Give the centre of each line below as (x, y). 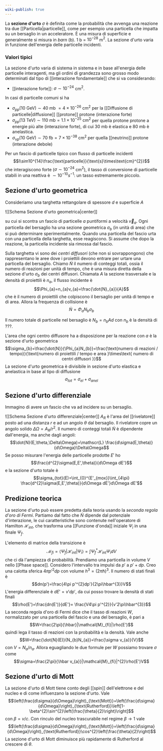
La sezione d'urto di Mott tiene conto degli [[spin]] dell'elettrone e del (74, 688)
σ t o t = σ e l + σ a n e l (81, 380)
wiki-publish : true (25, 9)
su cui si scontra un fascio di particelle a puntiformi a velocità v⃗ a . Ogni (77, 221)
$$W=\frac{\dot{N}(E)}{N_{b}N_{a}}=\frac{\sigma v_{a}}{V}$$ (81, 640)
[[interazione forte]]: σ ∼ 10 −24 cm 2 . (48, 88)
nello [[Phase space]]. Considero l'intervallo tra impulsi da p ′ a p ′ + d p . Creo (81, 565)
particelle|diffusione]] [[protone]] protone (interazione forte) (72, 114)
